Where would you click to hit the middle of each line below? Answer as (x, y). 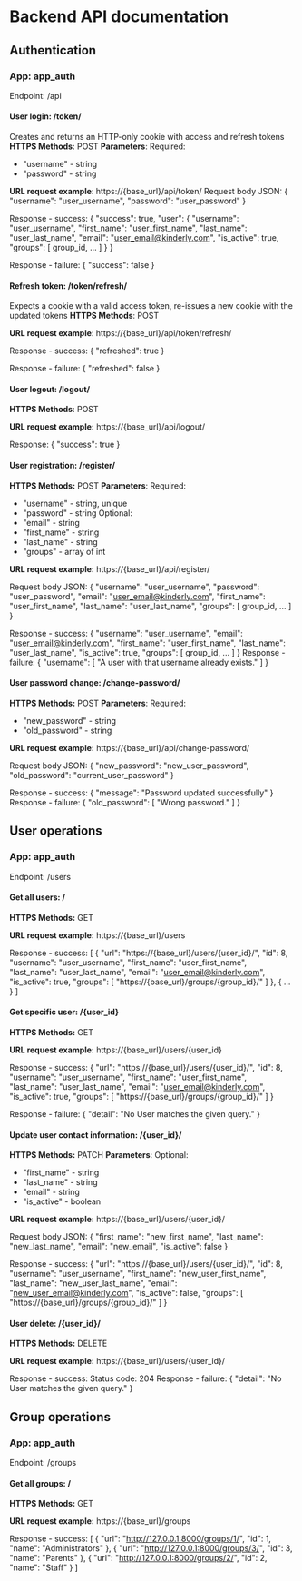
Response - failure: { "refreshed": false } (85, 369)
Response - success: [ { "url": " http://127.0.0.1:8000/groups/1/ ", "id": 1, (141, 1539)
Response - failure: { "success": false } (82, 265)
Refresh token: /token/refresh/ (68, 286)
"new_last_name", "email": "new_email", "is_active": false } (119, 1247)
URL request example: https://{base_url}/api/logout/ (107, 427)
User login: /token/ (45, 116)
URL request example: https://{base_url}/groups (100, 1521)
